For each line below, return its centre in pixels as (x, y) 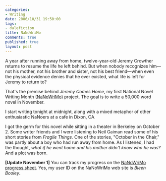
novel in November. (25, 102)
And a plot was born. (27, 153)
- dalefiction (20, 28)
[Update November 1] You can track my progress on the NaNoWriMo (76, 162)
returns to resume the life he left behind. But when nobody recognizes (77, 66)
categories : (17, 10)
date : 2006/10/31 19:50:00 (33, 19)
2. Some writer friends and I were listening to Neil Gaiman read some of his (82, 131)
